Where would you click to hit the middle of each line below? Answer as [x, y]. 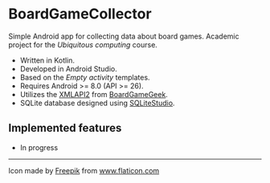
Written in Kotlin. [47, 60]
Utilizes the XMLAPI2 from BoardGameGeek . [94, 94]
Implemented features [65, 128]
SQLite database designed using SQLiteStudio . [97, 103]
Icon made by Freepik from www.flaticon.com [84, 170]
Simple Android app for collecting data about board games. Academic [124, 36]
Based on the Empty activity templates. [85, 77]
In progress [39, 147]
